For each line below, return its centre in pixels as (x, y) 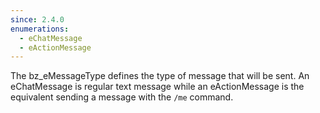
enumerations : (40, 29)
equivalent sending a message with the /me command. (122, 97)
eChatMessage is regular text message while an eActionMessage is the (157, 87)
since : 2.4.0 (37, 19)
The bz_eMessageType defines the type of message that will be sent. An (160, 76)
